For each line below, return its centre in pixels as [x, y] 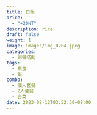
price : [15, 18]
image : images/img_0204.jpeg [43, 46]
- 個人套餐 [24, 86]
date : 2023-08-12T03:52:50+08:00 [49, 102]
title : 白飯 [20, 12]
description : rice [30, 29]
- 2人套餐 [23, 91]
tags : [13, 63]
